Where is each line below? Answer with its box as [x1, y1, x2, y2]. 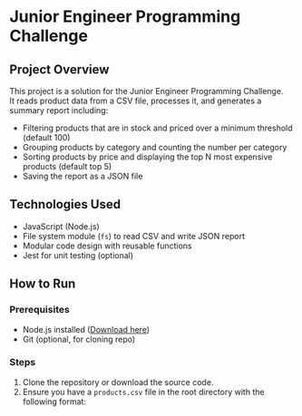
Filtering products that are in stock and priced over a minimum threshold [22, 122, 293, 133]
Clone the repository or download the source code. [22, 376, 214, 387]
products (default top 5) [22, 161, 112, 171]
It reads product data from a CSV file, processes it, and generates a [9, 95, 262, 106]
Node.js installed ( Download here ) [22, 324, 151, 334]
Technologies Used [9, 197, 121, 212]
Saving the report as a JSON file [22, 170, 143, 181]
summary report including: [9, 105, 109, 115]
